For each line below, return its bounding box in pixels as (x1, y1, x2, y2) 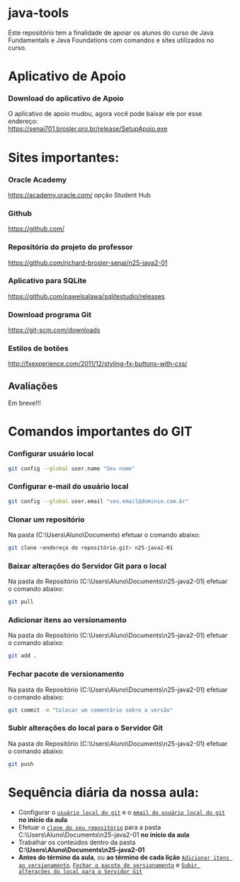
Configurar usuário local (8, 449, 94, 459)
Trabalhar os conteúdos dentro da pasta (18, 837, 136, 847)
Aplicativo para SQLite (8, 276, 87, 286)
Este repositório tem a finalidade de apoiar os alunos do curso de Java (8, 28, 214, 37)
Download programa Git (8, 309, 91, 319)
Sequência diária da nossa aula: (8, 784, 199, 801)
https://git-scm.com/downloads (8, 326, 101, 334)
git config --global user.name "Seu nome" (8, 465, 135, 472)
